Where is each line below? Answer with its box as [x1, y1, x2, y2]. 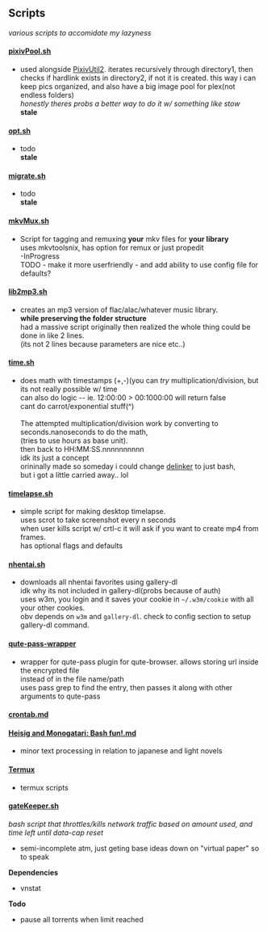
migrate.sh [8, 171, 46, 180]
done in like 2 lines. [19, 331, 85, 340]
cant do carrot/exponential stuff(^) [19, 402, 135, 411]
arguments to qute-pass [19, 691, 101, 701]
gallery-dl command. [19, 620, 90, 630]
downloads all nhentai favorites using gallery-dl [19, 577, 178, 587]
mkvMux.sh [8, 216, 50, 226]
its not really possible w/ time [19, 384, 119, 394]
